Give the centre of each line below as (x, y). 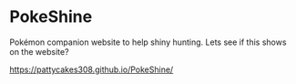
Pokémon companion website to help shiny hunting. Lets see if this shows (148, 42)
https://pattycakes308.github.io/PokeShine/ (92, 69)
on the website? (40, 51)
